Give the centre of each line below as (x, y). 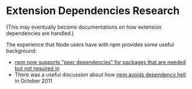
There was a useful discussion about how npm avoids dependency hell (100, 74)
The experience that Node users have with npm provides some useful (90, 44)
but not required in (37, 68)
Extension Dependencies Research (93, 11)
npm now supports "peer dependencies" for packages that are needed (100, 62)
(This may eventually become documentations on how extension (84, 27)
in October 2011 (33, 81)
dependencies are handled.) (40, 33)
